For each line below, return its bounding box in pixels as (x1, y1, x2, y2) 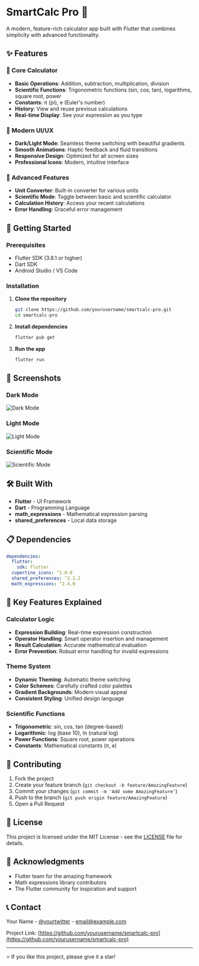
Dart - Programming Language (14, 504, 90, 511)
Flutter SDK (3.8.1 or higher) (14, 254, 83, 261)
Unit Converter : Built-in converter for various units (14, 187, 139, 194)
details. (6, 840, 24, 847)
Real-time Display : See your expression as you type (14, 111, 143, 118)
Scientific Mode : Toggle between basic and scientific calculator (14, 193, 172, 201)
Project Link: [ (6, 929, 40, 937)
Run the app (14, 345, 46, 352)
